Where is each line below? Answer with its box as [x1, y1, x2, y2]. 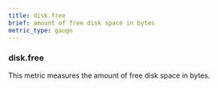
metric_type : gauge [8, 26, 73, 34]
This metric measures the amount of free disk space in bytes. [8, 71, 210, 80]
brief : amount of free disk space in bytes [8, 19, 156, 27]
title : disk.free [8, 11, 66, 20]
